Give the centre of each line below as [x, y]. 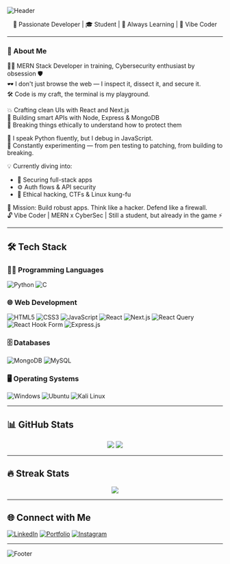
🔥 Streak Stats [38, 474]
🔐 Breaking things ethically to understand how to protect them [94, 125]
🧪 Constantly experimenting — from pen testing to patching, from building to [115, 146]
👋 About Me [27, 51]
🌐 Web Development [42, 302]
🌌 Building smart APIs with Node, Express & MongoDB [83, 118]
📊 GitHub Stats [40, 425]
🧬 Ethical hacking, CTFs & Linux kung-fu [74, 195]
